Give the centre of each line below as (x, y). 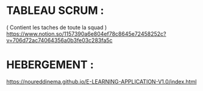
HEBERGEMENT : (50, 65)
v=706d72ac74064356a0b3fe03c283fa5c (59, 40)
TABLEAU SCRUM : (55, 11)
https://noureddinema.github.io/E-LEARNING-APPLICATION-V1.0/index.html (101, 81)
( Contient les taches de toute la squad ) (57, 27)
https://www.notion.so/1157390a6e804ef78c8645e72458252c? (86, 33)
